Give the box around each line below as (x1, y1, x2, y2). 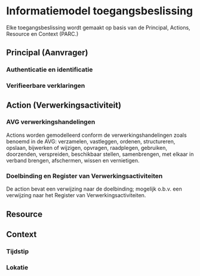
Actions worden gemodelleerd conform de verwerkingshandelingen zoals (6, 131, 187, 139)
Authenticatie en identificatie (6, 66, 93, 74)
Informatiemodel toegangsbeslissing (6, 4, 193, 18)
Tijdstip (6, 247, 29, 255)
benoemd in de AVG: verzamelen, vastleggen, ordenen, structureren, (6, 137, 176, 145)
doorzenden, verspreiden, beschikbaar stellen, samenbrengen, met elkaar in (6, 151, 194, 158)
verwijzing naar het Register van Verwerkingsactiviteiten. (6, 192, 146, 199)
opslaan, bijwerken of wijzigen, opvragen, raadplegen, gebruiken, (6, 144, 167, 151)
